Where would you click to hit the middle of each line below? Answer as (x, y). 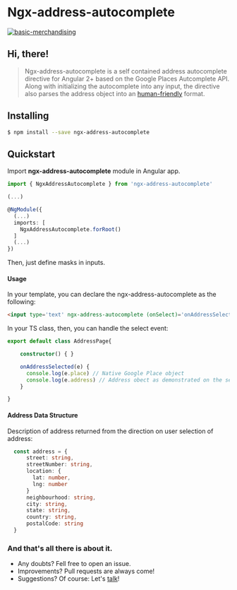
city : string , (47, 504)
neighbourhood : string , (61, 497)
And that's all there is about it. (60, 548)
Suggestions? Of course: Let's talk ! (68, 579)
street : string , (50, 458)
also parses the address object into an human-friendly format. (115, 93)
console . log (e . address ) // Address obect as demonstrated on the (124, 380)
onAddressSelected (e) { (55, 367)
